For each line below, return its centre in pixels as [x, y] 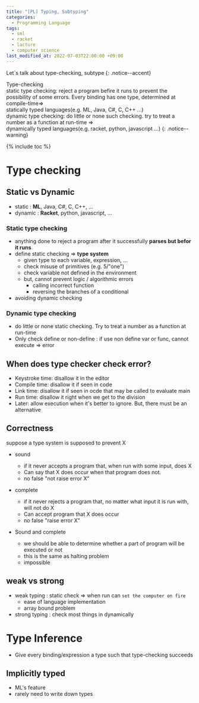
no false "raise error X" [52, 520]
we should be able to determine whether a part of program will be [104, 543]
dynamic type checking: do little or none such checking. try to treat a [91, 116]
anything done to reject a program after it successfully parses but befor [103, 241]
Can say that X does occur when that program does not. [92, 472]
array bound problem [50, 608]
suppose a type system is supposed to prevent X [66, 443]
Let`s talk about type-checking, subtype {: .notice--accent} [79, 72]
